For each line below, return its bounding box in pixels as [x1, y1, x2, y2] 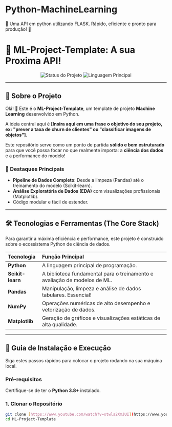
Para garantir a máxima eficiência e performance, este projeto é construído [5, 235, 164, 242]
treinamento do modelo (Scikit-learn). [12, 182, 92, 189]
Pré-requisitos [5, 376, 42, 383]
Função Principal [41, 253, 84, 260]
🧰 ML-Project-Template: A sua [5, 44, 136, 56]
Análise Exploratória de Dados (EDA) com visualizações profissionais [12, 188, 161, 194]
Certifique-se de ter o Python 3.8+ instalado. [5, 387, 101, 394]
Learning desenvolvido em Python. [5, 110, 80, 117]
